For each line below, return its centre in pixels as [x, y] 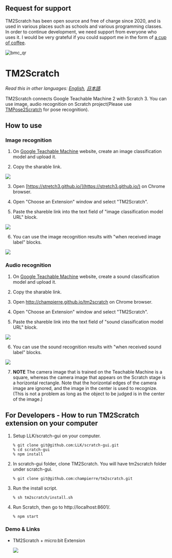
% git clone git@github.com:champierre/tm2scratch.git [73, 478]
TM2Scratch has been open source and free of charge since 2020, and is [83, 21]
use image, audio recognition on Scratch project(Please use [69, 104]
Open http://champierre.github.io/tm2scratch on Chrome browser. [83, 302]
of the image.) [27, 399]
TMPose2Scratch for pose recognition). [47, 109]
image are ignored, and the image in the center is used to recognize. [85, 388]
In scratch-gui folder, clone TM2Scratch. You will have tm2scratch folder [90, 463]
